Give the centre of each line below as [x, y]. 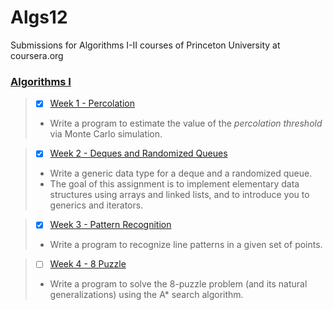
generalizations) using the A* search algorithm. [146, 295]
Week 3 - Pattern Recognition [110, 225]
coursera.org [37, 55]
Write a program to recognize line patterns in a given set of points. [186, 245]
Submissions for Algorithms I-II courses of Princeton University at [145, 45]
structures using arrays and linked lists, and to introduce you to [179, 195]
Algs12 [39, 17]
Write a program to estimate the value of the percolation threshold [186, 123]
